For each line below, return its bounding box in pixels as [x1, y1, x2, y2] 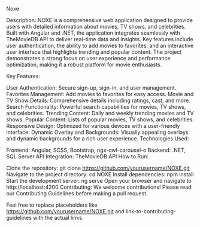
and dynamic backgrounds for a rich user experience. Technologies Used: [6, 135, 189, 142]
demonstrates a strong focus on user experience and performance [6, 55, 171, 62]
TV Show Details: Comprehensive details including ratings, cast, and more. [6, 97, 190, 104]
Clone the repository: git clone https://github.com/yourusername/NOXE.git [6, 164, 190, 171]
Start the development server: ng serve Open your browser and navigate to [6, 177, 192, 184]
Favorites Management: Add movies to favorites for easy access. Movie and [6, 91, 194, 97]
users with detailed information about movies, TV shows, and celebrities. [6, 23, 186, 30]
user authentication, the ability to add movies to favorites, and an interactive [6, 42, 194, 49]
